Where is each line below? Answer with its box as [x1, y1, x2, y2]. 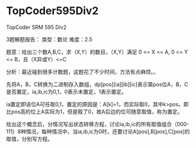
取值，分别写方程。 [6, 135, 53, 142]
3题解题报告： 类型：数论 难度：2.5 [6, 35, 93, 42]
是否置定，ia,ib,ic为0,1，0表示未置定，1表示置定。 [6, 88, 127, 95]
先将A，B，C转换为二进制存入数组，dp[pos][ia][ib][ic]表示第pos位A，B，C [6, 81, 189, 88]
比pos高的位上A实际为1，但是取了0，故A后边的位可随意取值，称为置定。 [6, 108, 183, 115]
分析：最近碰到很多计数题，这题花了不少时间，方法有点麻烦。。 [6, 68, 159, 75]
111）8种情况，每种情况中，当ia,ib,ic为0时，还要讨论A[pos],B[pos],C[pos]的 [6, 128, 190, 135]
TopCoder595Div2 [6, 4, 99, 18]
